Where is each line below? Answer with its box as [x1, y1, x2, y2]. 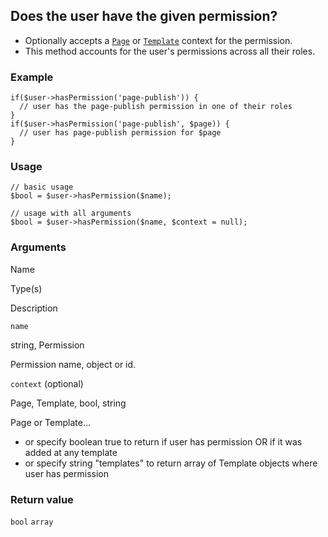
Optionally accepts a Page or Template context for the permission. [24, 34, 293, 46]
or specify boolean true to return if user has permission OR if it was [24, 435, 303, 448]
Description [10, 302, 58, 314]
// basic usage [10, 182, 74, 193]
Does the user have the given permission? [10, 8, 278, 25]
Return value [10, 492, 74, 506]
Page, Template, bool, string [10, 397, 127, 409]
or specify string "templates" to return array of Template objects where [24, 457, 318, 469]
